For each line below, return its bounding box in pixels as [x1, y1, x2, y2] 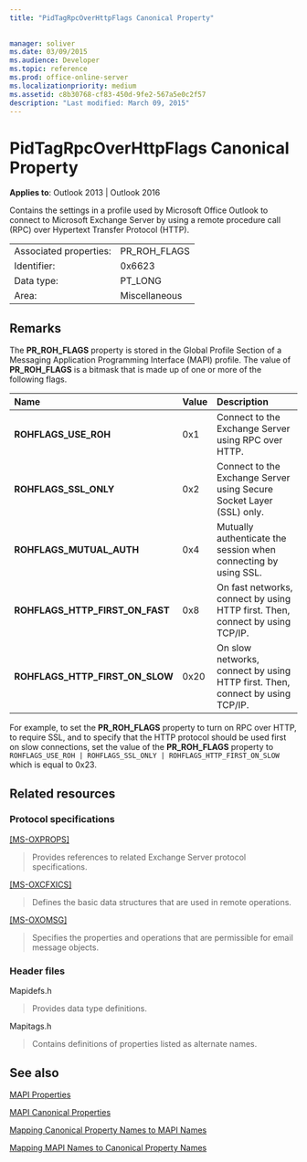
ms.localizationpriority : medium [9, 81, 137, 90]
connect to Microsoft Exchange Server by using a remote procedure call [9, 215, 281, 226]
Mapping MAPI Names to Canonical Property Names [9, 1142, 207, 1153]
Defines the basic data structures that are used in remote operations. [31, 896, 292, 907]
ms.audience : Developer [9, 56, 101, 65]
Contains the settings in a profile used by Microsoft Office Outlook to [9, 205, 269, 216]
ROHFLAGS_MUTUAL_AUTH [14, 544, 140, 556]
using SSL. [216, 566, 262, 579]
